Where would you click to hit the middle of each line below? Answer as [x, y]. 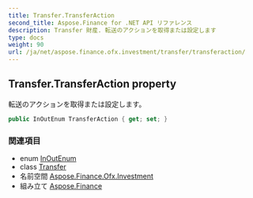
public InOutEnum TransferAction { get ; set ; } [88, 119]
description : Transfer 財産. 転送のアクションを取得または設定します [112, 30]
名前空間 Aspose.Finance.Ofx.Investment [87, 176]
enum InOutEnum [48, 158]
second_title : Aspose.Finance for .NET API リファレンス [100, 23]
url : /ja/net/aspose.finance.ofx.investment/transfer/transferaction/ [127, 52]
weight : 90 [26, 45]
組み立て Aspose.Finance [61, 185]
